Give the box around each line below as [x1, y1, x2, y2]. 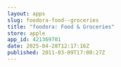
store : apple [7, 29, 46, 37]
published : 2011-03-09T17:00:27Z [7, 50, 106, 57]
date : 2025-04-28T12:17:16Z [7, 43, 90, 50]
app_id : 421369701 [7, 36, 61, 43]
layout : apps [7, 10, 46, 17]
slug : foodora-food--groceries [7, 17, 99, 24]
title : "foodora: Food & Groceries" [7, 23, 115, 30]
